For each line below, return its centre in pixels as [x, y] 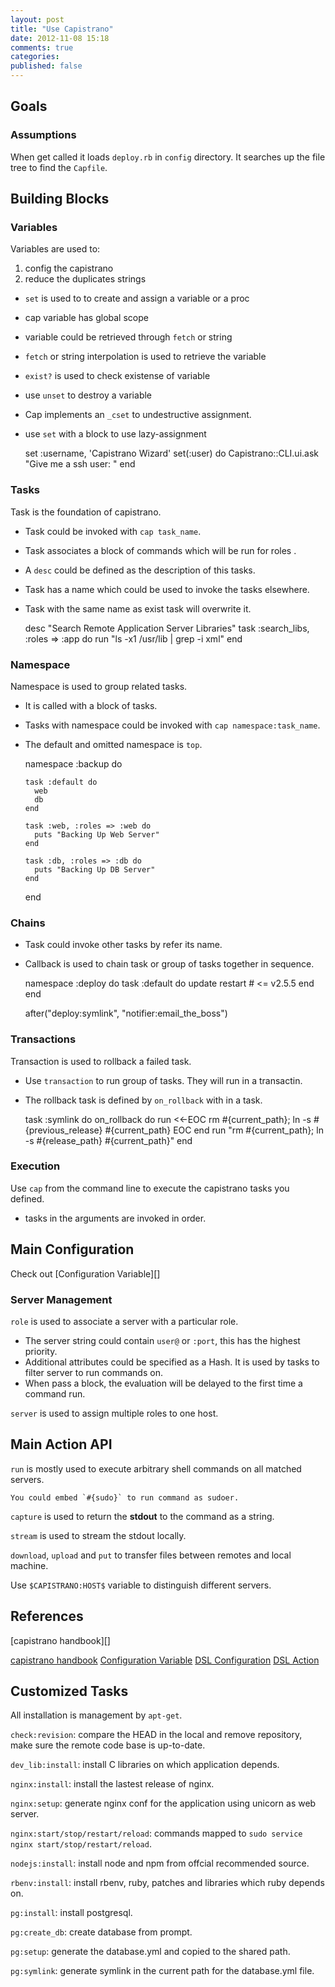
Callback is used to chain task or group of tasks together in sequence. [169, 964]
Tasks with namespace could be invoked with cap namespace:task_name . [172, 725]
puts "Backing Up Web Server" [97, 834]
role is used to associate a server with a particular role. [124, 1321]
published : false [46, 66]
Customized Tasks [69, 1691]
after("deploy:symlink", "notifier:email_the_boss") [126, 1013]
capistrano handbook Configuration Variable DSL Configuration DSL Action [165, 1660]
